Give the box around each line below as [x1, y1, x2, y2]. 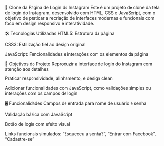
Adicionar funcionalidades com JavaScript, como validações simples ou [5, 85, 151, 91]
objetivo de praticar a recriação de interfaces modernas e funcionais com [5, 15, 155, 21]
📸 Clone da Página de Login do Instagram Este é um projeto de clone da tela [5, 5, 160, 10]
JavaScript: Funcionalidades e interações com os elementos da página [5, 51, 149, 57]
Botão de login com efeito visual [5, 121, 70, 127]
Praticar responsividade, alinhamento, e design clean [5, 75, 113, 81]
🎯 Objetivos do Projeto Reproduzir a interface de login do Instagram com [5, 61, 153, 67]
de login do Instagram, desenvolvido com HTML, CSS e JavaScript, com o [5, 10, 156, 16]
